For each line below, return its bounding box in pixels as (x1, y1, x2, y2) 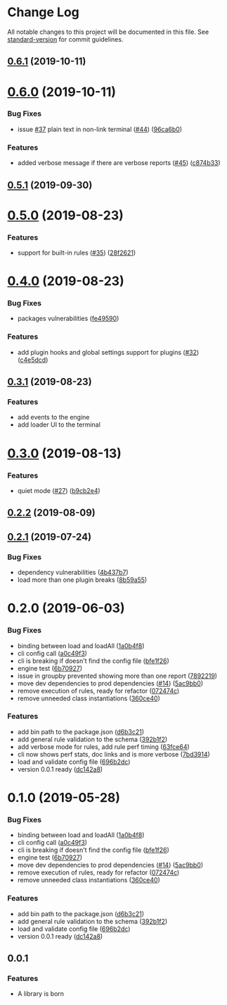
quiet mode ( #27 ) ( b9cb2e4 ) (17, 486, 100, 494)
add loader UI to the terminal (17, 420, 100, 429)
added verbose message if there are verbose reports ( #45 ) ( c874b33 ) (17, 159, 221, 167)
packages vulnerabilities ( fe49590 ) (17, 315, 119, 323)
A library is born (17, 989, 65, 998)
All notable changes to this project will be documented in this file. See (7, 28, 209, 36)
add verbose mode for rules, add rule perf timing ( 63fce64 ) (17, 742, 190, 751)
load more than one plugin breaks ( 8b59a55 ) (17, 575, 148, 584)
